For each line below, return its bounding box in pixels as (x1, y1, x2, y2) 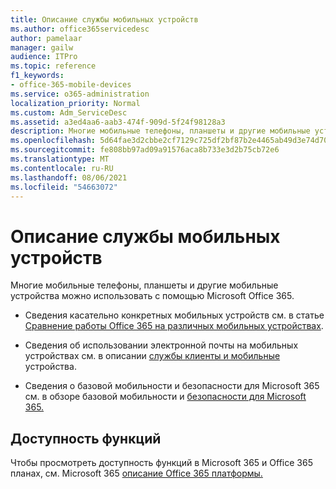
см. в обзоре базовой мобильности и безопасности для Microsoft (24, 391, 307, 403)
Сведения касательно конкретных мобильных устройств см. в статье (24, 309, 325, 321)
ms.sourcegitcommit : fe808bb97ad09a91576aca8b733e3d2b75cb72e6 (10, 145, 280, 155)
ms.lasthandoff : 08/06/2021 (10, 172, 128, 183)
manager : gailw (10, 42, 74, 53)
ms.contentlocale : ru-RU (10, 163, 114, 173)
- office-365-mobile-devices (10, 80, 132, 90)
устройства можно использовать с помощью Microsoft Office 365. (10, 290, 295, 302)
